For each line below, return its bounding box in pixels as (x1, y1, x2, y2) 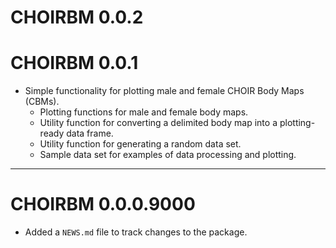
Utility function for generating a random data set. (39, 138, 242, 150)
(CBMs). (24, 96, 60, 108)
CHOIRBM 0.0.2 (10, 6, 144, 29)
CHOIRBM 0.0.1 (10, 52, 139, 75)
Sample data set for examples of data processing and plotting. (39, 149, 297, 161)
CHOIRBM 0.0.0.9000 (10, 193, 196, 216)
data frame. (66, 127, 114, 140)
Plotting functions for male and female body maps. (39, 106, 249, 118)
